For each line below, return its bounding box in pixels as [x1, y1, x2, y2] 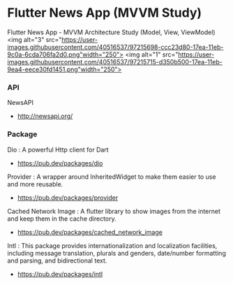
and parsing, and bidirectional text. [7, 256, 107, 265]
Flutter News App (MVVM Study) [7, 5, 202, 21]
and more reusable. [7, 180, 63, 188]
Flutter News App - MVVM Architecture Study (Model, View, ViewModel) [7, 28, 216, 36]
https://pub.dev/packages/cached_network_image [17, 228, 163, 236]
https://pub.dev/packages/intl [17, 270, 103, 278]
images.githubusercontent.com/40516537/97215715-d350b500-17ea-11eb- [7, 57, 223, 66]
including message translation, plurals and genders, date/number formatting [7, 249, 227, 257]
